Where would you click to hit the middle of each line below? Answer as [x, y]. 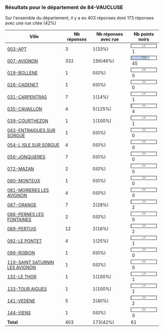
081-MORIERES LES [28, 190]
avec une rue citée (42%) [31, 23]
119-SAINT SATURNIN [31, 262]
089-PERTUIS [22, 229]
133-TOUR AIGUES [27, 289]
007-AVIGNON [22, 61]
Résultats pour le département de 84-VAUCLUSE [64, 7]
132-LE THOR [22, 277]
